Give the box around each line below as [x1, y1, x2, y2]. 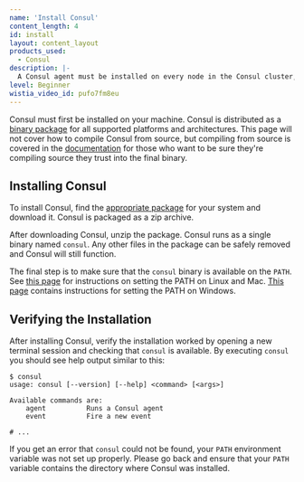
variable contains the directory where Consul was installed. [9, 463, 231, 474]
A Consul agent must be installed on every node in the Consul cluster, [17, 72, 298, 81]
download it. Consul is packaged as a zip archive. [9, 212, 195, 222]
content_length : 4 [9, 22, 79, 31]
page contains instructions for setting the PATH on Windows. [9, 286, 237, 297]
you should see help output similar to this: [9, 354, 166, 366]
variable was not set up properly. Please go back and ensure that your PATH [9, 453, 290, 464]
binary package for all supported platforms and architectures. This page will [9, 123, 292, 134]
